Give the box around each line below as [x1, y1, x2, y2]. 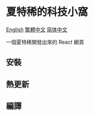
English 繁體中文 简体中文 [6, 26, 68, 33]
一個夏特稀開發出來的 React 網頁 [6, 38, 85, 45]
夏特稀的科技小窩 [6, 5, 89, 19]
